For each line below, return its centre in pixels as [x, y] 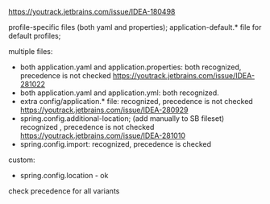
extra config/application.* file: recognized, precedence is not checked [137, 101]
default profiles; [35, 36]
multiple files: [31, 51]
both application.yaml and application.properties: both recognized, [131, 67]
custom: [22, 160]
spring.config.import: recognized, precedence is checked [116, 144]
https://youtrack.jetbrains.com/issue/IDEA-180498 [92, 12]
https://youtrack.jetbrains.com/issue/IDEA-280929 [104, 110]
